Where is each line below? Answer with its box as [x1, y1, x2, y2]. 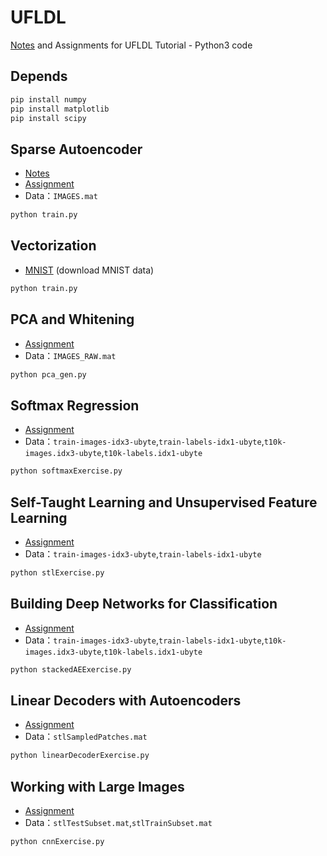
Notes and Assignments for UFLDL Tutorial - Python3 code [10, 39, 253, 51]
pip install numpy [10, 94, 87, 105]
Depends [10, 68, 68, 85]
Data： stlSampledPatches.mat [24, 731, 148, 743]
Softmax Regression [10, 397, 140, 414]
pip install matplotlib [10, 104, 110, 114]
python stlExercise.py [10, 567, 105, 578]
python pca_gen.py [10, 369, 87, 380]
